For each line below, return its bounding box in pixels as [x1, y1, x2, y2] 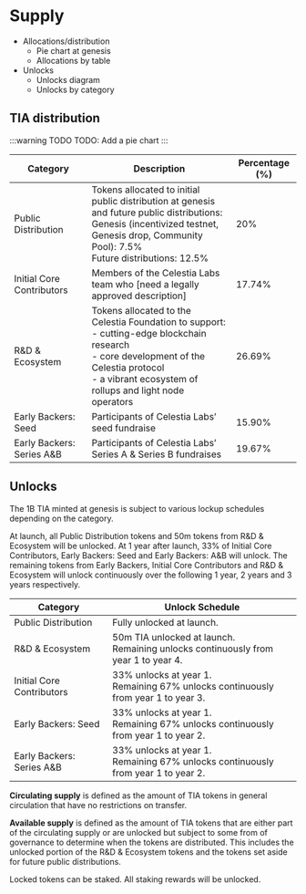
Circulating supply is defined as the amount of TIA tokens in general [9, 790, 268, 801]
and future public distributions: [91, 206, 223, 219]
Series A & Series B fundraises [91, 448, 221, 461]
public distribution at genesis [91, 194, 216, 207]
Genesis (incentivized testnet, [91, 217, 219, 230]
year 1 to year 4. [112, 653, 183, 666]
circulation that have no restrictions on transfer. [9, 799, 188, 810]
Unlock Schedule [164, 600, 240, 613]
